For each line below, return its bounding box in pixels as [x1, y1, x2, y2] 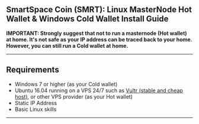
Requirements [6, 65, 59, 75]
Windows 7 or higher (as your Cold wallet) [14, 80, 118, 87]
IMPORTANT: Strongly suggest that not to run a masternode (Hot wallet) [6, 30, 188, 37]
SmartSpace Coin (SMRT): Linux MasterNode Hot [6, 5, 192, 15]
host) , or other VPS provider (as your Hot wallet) [14, 93, 133, 100]
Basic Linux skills [14, 106, 57, 113]
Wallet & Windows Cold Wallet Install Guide [6, 14, 169, 24]
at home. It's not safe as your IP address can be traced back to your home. [6, 35, 192, 43]
